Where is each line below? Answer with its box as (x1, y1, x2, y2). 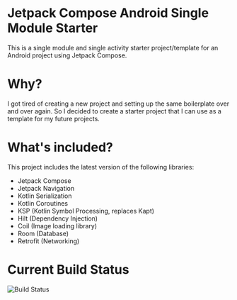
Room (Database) (17, 229, 69, 238)
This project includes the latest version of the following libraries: (7, 162, 195, 171)
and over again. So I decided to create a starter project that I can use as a (7, 106, 221, 115)
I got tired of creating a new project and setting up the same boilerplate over (7, 99, 230, 108)
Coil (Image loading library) (17, 221, 98, 230)
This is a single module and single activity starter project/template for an (7, 43, 219, 52)
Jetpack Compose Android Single (7, 5, 209, 21)
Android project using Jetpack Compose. (7, 51, 127, 60)
